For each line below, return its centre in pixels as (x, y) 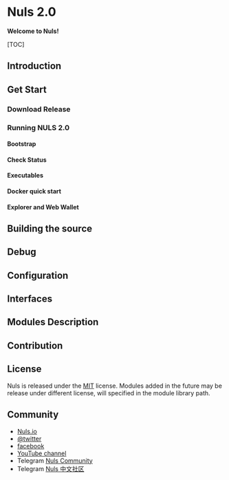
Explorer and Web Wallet (43, 207)
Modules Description (53, 322)
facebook (31, 446)
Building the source (50, 228)
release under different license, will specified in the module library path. (109, 393)
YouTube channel (42, 453)
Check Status (27, 160)
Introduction (34, 66)
